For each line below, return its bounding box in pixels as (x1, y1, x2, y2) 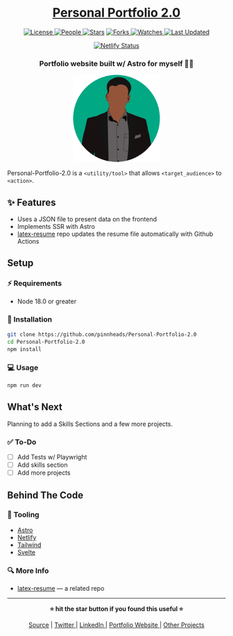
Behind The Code (7, 489, 84, 501)
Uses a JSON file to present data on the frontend (17, 215, 157, 223)
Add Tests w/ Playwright (17, 452, 87, 461)
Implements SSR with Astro (17, 223, 96, 231)
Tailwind (17, 541, 42, 549)
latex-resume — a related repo (17, 585, 105, 593)
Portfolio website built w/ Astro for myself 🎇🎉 (39, 58, 194, 68)
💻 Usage (7, 363, 39, 372)
